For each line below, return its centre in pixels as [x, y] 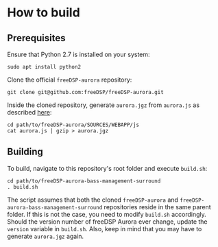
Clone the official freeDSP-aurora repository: [70, 80]
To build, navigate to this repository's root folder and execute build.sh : [107, 168]
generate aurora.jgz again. [46, 236]
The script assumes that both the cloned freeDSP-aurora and [93, 200]
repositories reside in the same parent [157, 207]
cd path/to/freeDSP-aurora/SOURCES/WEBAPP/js [73, 125]
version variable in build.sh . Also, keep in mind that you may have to [105, 228]
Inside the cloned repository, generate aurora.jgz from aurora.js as [104, 105]
